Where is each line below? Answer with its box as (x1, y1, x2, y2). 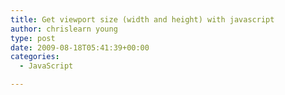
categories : (10, 52, 60, 62)
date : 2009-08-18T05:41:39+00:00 (10, 42, 150, 53)
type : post (10, 33, 56, 43)
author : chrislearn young (10, 24, 118, 34)
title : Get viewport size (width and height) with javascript (10, 14, 275, 25)
